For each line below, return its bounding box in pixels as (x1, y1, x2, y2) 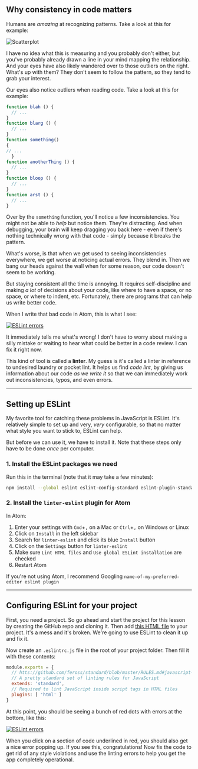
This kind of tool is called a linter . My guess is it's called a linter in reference (6, 358, 192, 365)
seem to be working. (6, 269, 56, 276)
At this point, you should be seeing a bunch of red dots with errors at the (6, 708, 183, 715)
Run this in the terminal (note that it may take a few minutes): (6, 473, 154, 481)
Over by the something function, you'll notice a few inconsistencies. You (6, 213, 180, 220)
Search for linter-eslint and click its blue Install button (14, 536, 156, 543)
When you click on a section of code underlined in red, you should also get (6, 737, 188, 744)
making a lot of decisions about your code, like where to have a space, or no (6, 287, 192, 294)
